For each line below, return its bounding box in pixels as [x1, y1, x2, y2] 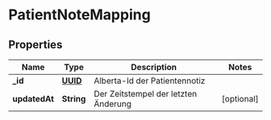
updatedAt [12, 93, 55, 104]
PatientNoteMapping [8, 6, 151, 24]
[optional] [221, 93, 259, 104]
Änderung [94, 98, 131, 110]
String [61, 93, 86, 104]
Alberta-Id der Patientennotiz [94, 75, 206, 86]
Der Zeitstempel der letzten [94, 89, 198, 99]
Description [131, 62, 177, 72]
